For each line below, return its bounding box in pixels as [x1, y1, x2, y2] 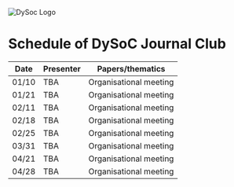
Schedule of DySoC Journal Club [8, 35, 226, 53]
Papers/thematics [97, 63, 166, 74]
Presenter [42, 63, 81, 74]
